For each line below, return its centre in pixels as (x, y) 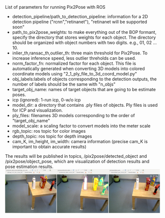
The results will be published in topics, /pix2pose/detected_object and (76, 156)
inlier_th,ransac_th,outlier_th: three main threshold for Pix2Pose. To (80, 53)
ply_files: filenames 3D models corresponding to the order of (73, 115)
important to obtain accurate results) (49, 147)
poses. (19, 95)
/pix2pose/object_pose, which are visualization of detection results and (77, 161)
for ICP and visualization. (37, 110)
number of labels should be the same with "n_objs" (64, 84)
